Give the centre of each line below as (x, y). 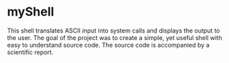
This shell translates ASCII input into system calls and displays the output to (113, 30)
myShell (31, 12)
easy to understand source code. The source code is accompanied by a (108, 45)
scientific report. (30, 52)
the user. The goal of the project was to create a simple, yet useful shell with (114, 37)
